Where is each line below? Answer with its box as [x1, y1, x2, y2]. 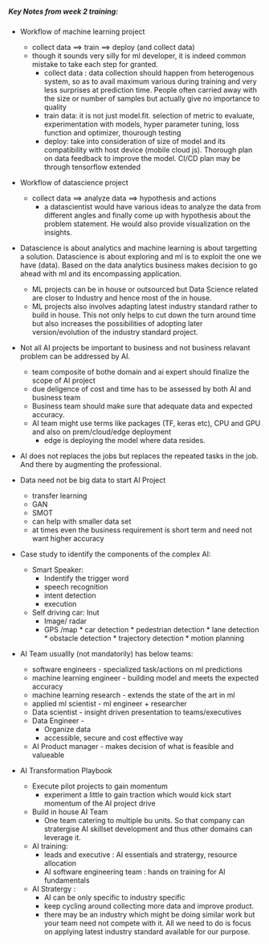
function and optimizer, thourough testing [43, 127, 181, 137]
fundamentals [43, 875, 90, 885]
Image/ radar [43, 616, 87, 626]
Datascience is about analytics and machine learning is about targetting [19, 242, 258, 253]
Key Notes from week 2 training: [8, 6, 119, 16]
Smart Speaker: [31, 565, 84, 574]
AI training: [31, 841, 68, 851]
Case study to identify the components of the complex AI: [19, 549, 211, 559]
